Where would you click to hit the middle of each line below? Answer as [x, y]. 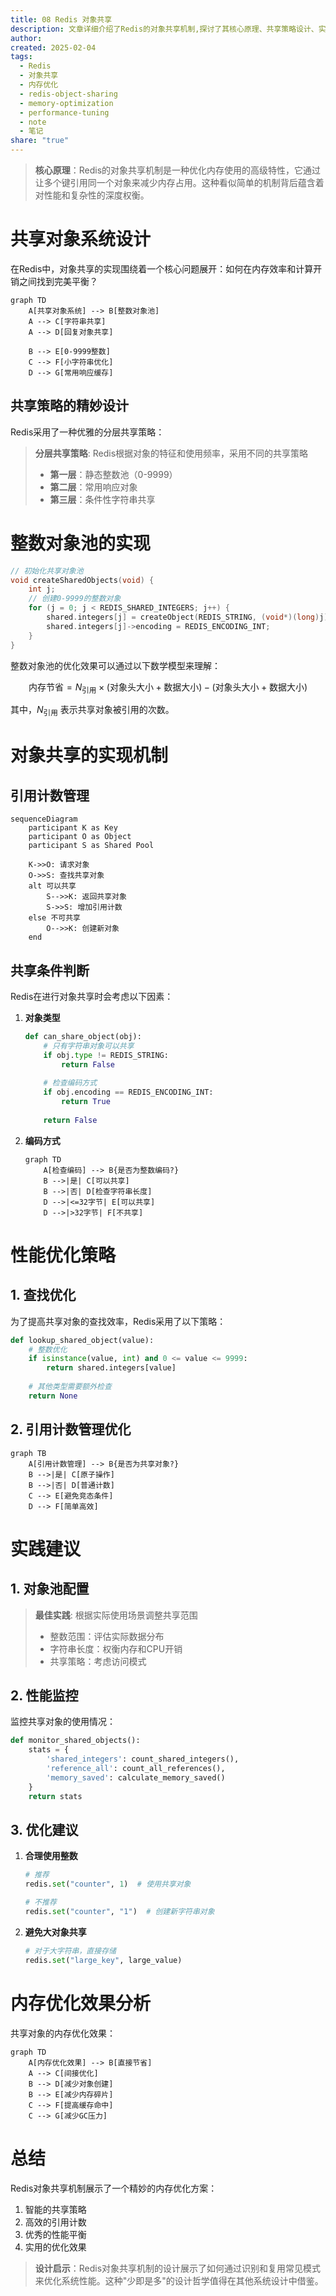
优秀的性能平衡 [55, 2234]
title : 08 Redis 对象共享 [61, 19]
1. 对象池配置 [50, 1589]
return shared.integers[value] [111, 1368]
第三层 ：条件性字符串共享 [102, 499]
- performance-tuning [64, 112]
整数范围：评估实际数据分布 [107, 1636]
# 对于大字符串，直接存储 [70, 1951]
